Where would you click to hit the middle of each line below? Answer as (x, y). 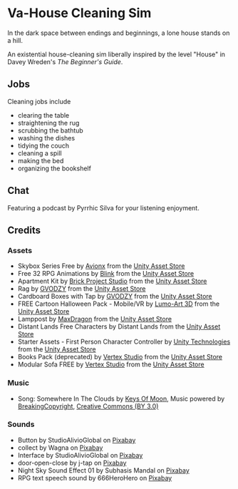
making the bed (41, 160)
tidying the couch (43, 145)
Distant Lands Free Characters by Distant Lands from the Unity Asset (119, 326)
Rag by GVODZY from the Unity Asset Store (82, 289)
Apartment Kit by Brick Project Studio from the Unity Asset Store (112, 281)
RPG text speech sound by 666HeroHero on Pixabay (95, 478)
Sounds (21, 424)
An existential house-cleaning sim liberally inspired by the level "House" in (117, 54)
